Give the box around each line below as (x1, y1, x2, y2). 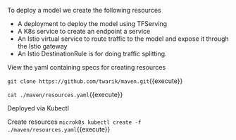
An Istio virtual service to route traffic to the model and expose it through (17, 34, 229, 43)
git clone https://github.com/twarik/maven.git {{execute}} (7, 77, 183, 85)
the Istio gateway (17, 42, 68, 50)
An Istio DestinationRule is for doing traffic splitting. (17, 49, 167, 58)
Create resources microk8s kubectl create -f (7, 117, 142, 126)
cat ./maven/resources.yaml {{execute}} (7, 91, 123, 98)
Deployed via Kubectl (7, 104, 69, 112)
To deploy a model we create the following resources (7, 6, 162, 14)
